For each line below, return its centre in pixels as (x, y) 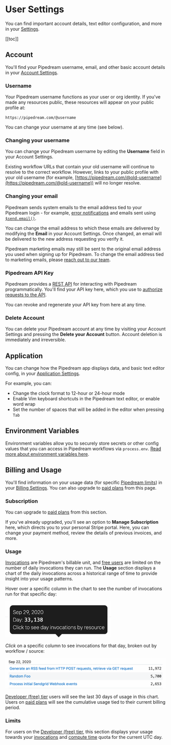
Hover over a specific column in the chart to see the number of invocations (84, 589)
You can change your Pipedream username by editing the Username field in (85, 151)
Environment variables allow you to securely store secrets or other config (82, 443)
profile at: (15, 108)
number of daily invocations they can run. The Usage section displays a (81, 568)
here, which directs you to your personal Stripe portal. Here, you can (77, 527)
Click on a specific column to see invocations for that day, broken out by (81, 646)
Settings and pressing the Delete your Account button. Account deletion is (84, 335)
